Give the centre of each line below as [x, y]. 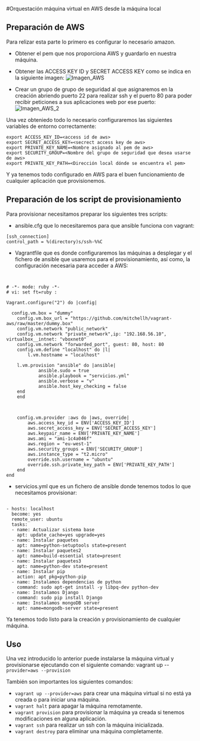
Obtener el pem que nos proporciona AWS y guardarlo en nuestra [96, 53]
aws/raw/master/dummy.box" [40, 323]
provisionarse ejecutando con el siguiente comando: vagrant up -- [88, 665]
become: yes [27, 514]
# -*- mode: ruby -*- [33, 287]
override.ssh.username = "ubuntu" [70, 460]
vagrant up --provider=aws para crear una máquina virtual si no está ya [103, 693]
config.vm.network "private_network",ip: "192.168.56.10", [92, 334]
